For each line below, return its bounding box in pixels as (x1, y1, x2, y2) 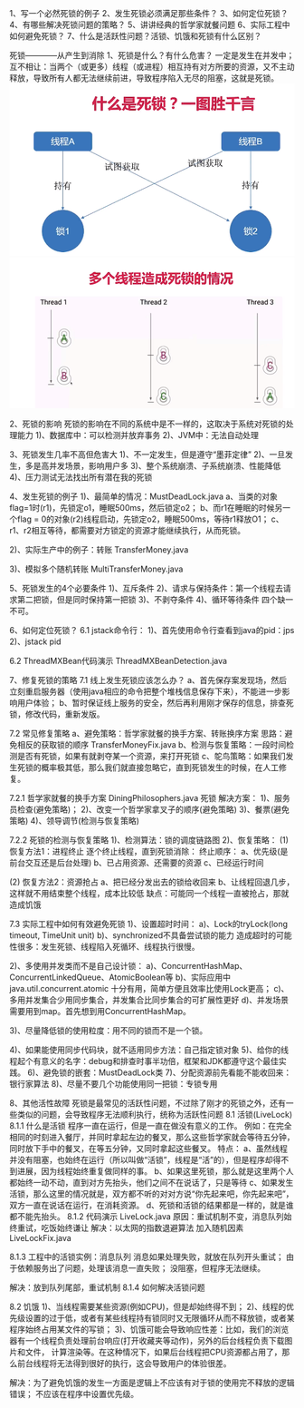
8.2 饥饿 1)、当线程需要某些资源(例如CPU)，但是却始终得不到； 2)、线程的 (9, 1301, 287, 1313)
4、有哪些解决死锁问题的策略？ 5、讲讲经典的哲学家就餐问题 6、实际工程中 (9, 19, 290, 30)
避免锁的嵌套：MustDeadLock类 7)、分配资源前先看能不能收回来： (43, 1067, 292, 1078)
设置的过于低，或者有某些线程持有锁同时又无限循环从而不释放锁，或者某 (24, 1313, 295, 1324)
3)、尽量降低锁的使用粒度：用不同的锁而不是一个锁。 (9, 1025, 208, 1036)
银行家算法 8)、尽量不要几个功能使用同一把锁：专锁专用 (9, 1079, 218, 1090)
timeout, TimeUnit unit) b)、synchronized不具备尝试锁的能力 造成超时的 (9, 930, 277, 941)
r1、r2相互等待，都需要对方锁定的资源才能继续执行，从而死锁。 (9, 525, 246, 536)
